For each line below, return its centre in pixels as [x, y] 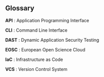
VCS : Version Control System [36, 69]
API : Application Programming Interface [47, 20]
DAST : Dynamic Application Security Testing [52, 40]
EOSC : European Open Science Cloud [45, 49]
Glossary [20, 8]
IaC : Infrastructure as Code [34, 59]
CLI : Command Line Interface [36, 30]
